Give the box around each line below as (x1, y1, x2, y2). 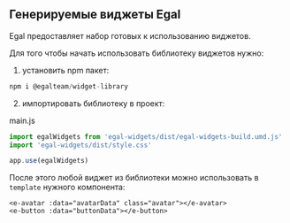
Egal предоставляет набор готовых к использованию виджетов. (9, 30, 251, 41)
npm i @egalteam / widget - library (9, 81, 128, 91)
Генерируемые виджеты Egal (9, 7, 181, 22)
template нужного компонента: (9, 181, 126, 193)
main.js (9, 115, 35, 126)
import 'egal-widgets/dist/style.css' (9, 141, 152, 150)
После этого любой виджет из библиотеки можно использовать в (9, 173, 259, 183)
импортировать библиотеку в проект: (21, 97, 165, 109)
